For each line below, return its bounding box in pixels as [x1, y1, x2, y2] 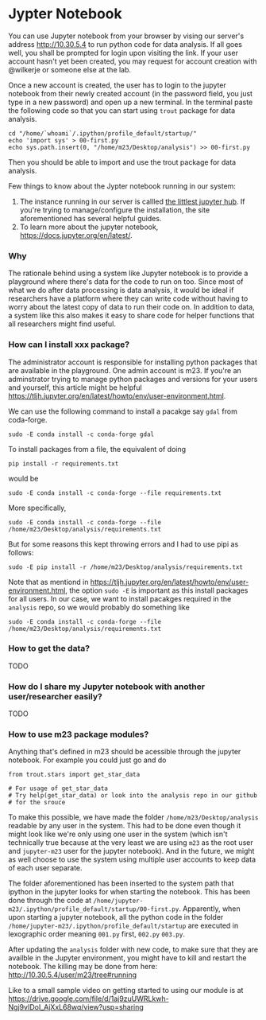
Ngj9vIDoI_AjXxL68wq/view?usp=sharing [8, 1002, 145, 1012]
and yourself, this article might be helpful [8, 383, 142, 392]
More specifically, [8, 503, 67, 512]
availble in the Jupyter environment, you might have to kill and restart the [8, 953, 247, 963]
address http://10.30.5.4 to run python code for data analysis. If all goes [8, 39, 242, 49]
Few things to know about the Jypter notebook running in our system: [8, 181, 237, 191]
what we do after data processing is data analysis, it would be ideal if [8, 286, 234, 295]
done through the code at [8, 896, 92, 905]
